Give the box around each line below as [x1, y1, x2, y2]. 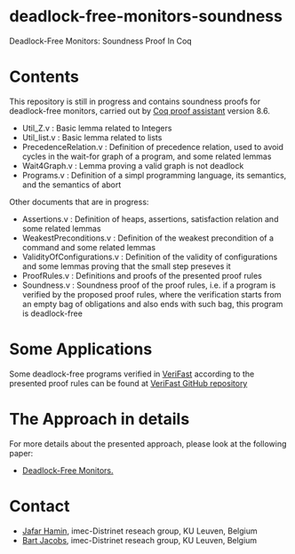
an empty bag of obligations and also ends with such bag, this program [21, 298, 283, 309]
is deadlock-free [21, 308, 83, 319]
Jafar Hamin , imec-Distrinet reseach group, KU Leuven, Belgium [21, 526, 258, 536]
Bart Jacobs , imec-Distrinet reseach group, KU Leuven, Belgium [21, 534, 258, 545]
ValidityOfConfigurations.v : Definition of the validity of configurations [21, 251, 278, 262]
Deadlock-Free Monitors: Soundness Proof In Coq [9, 36, 193, 46]
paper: [9, 447, 34, 458]
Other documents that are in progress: [9, 196, 149, 207]
